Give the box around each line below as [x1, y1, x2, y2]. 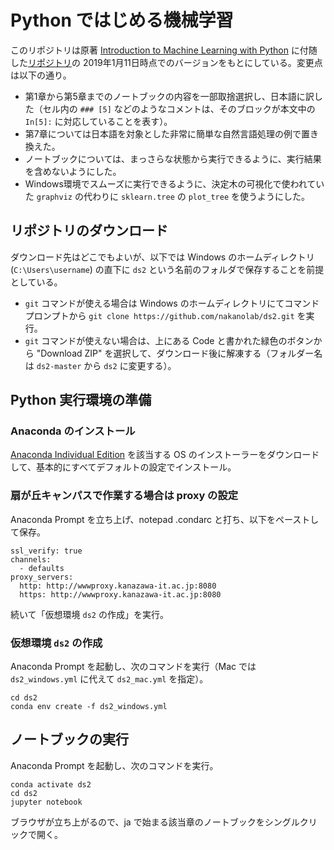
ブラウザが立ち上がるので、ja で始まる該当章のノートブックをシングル [10, 816, 300, 828]
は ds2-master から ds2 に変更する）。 [24, 359, 177, 371]
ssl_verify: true [10, 546, 83, 556]
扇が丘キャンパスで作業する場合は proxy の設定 [10, 489, 239, 503]
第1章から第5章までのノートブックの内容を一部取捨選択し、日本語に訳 [24, 90, 315, 102]
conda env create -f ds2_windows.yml [10, 702, 168, 712]
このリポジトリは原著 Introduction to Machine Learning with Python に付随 [10, 44, 318, 56]
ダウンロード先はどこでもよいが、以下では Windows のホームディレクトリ [10, 251, 315, 263]
